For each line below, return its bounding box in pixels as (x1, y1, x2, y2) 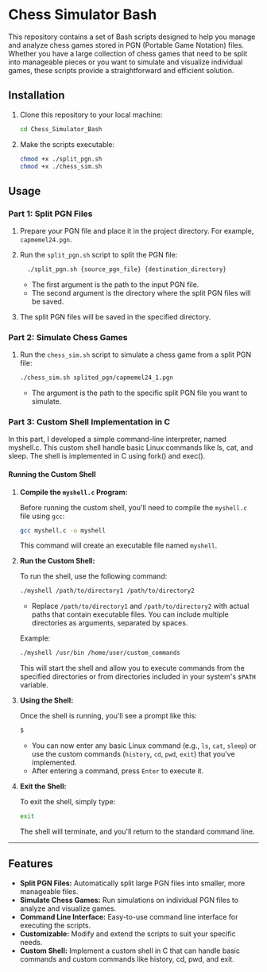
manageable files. (19, 886, 79, 896)
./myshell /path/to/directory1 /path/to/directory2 (19, 587, 195, 595)
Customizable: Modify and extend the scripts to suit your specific (19, 928, 236, 939)
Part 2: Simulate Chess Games (8, 331, 128, 343)
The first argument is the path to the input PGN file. (31, 280, 199, 289)
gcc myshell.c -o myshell (19, 526, 106, 534)
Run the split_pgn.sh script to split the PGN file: (19, 250, 178, 260)
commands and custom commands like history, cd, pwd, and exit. (19, 954, 234, 963)
